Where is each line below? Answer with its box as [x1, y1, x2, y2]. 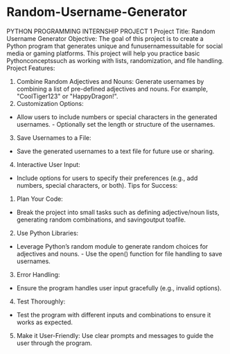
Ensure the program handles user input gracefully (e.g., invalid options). [16, 283, 222, 292]
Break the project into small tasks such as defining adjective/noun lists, [16, 208, 220, 216]
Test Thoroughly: [16, 297, 66, 306]
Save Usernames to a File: [16, 133, 91, 142]
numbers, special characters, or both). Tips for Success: [16, 181, 178, 189]
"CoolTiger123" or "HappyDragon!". [16, 91, 118, 100]
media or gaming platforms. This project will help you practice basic [6, 49, 200, 57]
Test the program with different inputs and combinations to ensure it [16, 310, 211, 319]
